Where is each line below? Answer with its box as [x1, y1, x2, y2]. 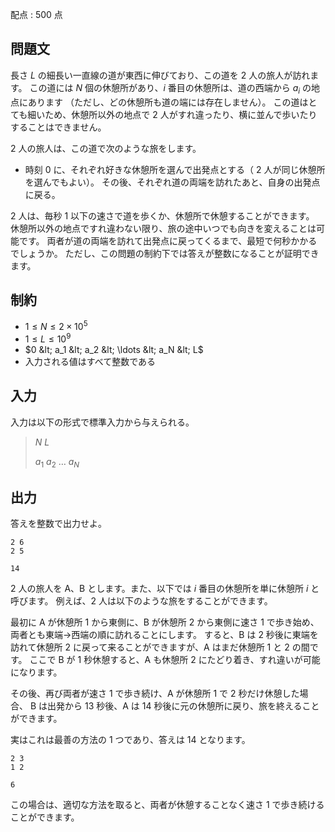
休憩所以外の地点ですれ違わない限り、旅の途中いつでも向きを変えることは [10, 222, 317, 234]
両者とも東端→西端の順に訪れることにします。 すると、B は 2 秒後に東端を [10, 629, 319, 641]
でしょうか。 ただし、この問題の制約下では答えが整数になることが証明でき [10, 247, 320, 259]
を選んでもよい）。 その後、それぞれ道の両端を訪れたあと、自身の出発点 [24, 176, 321, 188]
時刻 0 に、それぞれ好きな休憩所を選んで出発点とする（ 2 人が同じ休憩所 [24, 163, 326, 175]
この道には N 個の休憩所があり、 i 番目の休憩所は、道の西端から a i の [29, 81, 312, 96]
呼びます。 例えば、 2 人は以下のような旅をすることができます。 [10, 595, 273, 607]
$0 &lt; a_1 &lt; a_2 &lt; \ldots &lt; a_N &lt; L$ [24, 343, 204, 355]
